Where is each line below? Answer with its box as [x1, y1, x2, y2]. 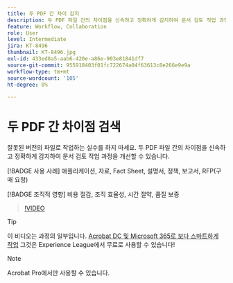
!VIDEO [24, 204, 45, 212]
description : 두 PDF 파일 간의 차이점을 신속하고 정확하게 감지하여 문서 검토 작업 [7, 17, 216, 24]
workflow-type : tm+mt [7, 68, 70, 75]
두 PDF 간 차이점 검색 [7, 119, 121, 135]
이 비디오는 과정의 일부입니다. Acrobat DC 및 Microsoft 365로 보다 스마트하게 [7, 232, 219, 240]
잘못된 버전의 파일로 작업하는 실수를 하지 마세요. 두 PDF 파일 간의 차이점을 [7, 144, 208, 152]
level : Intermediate [7, 36, 67, 43]
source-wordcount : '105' [7, 74, 79, 82]
